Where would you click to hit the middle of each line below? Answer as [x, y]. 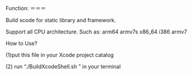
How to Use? [21, 43]
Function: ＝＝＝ [26, 8]
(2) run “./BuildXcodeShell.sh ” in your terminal [63, 66]
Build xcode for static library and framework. [61, 20]
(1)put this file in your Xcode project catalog [60, 55]
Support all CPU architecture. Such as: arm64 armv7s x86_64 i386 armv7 [96, 32]
